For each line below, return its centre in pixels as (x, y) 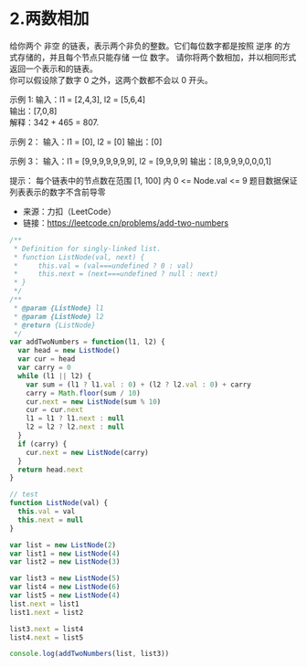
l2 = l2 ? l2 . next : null (75, 427)
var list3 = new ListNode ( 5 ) (65, 578)
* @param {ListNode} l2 (58, 316)
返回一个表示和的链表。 (53, 69)
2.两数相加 (49, 19)
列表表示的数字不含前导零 (58, 192)
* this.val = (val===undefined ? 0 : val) (104, 266)
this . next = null (51, 520)
